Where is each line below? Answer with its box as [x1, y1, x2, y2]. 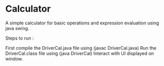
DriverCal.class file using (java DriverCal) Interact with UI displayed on [5, 50, 154, 56]
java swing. [5, 25, 29, 31]
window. [5, 55, 23, 61]
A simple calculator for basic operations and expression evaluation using [5, 20, 159, 26]
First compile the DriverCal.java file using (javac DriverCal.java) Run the [5, 45, 157, 51]
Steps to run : [5, 35, 34, 41]
